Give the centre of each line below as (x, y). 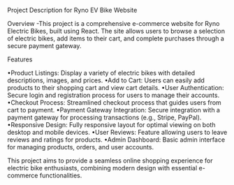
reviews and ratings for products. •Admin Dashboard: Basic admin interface (116, 140)
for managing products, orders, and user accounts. (81, 147)
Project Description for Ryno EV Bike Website (72, 10)
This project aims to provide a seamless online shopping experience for (110, 161)
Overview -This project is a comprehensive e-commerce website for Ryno (114, 23)
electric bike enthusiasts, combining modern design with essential (102, 168)
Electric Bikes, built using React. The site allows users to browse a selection (116, 31)
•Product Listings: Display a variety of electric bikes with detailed (101, 73)
